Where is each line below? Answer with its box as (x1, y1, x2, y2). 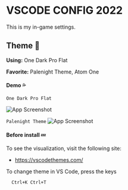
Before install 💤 (6, 131, 46, 138)
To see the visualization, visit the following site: (6, 145, 122, 152)
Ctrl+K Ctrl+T (11, 180, 46, 186)
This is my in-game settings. (6, 23, 76, 30)
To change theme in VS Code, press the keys (6, 168, 117, 175)
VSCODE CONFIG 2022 (6, 4, 123, 17)
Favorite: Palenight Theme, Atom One (6, 68, 99, 75)
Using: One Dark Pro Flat (6, 56, 68, 63)
